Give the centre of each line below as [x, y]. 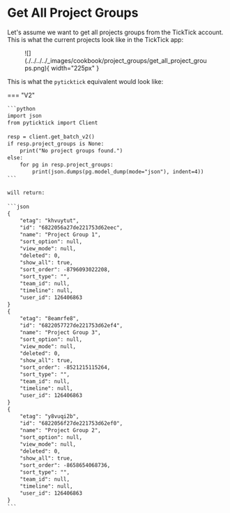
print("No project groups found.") [71, 151]
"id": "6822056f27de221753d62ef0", [71, 423]
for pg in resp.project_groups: [67, 165]
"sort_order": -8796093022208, [65, 269]
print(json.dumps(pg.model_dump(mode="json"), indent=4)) [118, 172]
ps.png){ [37, 68]
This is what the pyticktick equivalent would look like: [85, 81]
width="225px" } [75, 68]
